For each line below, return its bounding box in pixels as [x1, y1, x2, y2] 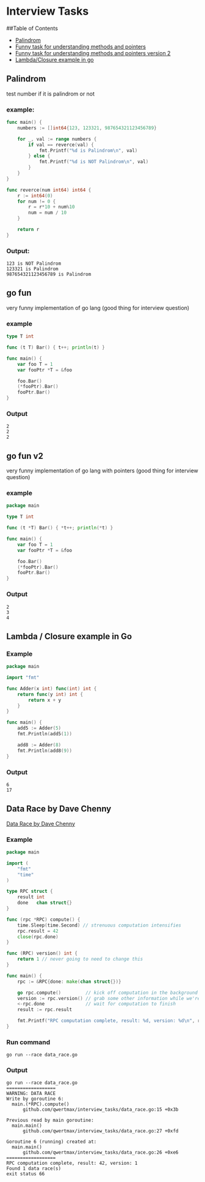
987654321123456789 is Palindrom [6, 271, 92, 278]
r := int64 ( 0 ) [17, 192, 53, 199]
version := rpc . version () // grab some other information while [17, 995, 184, 1001]
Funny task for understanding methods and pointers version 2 [15, 49, 171, 56]
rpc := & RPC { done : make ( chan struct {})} [17, 979, 121, 985]
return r [17, 227, 40, 233]
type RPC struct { [6, 888, 53, 895]
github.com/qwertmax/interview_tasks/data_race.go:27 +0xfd [22, 1128, 179, 1134]
